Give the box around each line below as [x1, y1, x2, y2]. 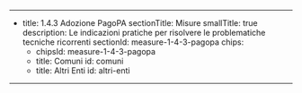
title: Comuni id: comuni [35, 55, 124, 66]
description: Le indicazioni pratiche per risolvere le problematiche [22, 28, 266, 38]
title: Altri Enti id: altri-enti [35, 65, 130, 76]
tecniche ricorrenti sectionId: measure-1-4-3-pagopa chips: [22, 37, 244, 47]
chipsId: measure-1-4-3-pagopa [35, 46, 155, 56]
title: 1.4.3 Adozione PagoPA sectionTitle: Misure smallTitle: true [22, 18, 258, 28]
